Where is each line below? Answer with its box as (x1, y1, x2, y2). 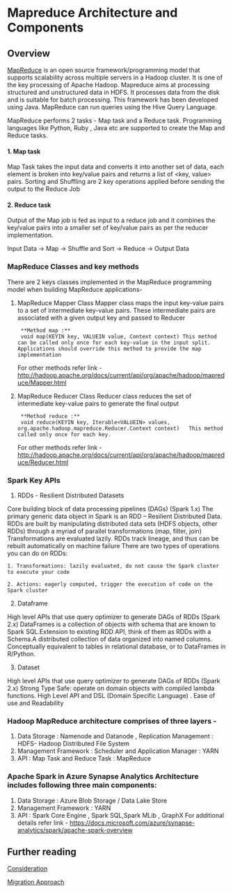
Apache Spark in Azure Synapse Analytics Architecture (7, 772, 199, 782)
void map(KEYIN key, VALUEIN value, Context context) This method (20, 333, 217, 340)
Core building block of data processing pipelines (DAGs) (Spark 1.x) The (7, 505, 214, 513)
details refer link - (17, 818, 68, 827)
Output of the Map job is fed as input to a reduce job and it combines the (7, 216, 216, 224)
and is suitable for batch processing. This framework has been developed (7, 95, 218, 104)
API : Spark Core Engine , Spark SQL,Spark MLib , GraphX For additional (17, 811, 225, 819)
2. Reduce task (7, 201, 51, 209)
